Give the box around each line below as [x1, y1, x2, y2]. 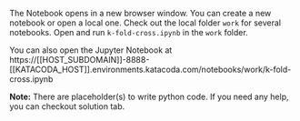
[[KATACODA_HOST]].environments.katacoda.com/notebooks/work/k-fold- [9, 64, 292, 75]
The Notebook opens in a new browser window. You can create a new [9, 8, 272, 18]
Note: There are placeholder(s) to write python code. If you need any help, [9, 91, 289, 102]
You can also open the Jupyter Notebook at [9, 45, 173, 55]
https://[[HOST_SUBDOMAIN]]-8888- [9, 55, 150, 65]
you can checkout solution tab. [9, 101, 125, 112]
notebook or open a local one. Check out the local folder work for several [9, 17, 282, 28]
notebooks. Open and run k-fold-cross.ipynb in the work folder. [9, 27, 248, 37]
